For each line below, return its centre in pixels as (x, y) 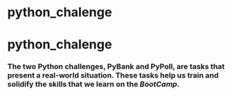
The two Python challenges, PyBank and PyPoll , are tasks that (116, 66)
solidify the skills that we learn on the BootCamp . (94, 84)
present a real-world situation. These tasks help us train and (113, 76)
